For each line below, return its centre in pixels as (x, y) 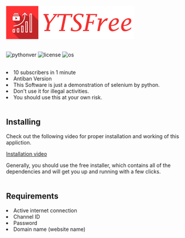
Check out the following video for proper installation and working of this (93, 136)
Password (25, 223)
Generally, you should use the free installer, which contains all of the (88, 165)
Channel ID (27, 216)
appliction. (19, 142)
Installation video (27, 154)
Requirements (32, 196)
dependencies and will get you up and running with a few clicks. (83, 171)
